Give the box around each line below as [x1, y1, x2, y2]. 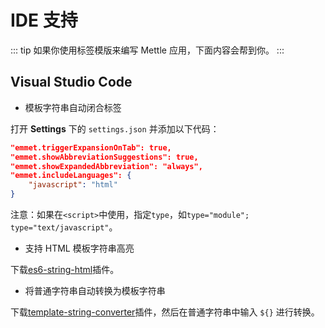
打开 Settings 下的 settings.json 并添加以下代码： [10, 122, 220, 135]
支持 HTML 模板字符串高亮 [24, 242, 135, 254]
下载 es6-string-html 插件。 [10, 264, 120, 275]
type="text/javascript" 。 [10, 221, 118, 233]
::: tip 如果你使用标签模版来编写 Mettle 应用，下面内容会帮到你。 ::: [10, 44, 285, 56]
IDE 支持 [10, 9, 78, 32]
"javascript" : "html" [28, 180, 118, 190]
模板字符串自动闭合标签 [24, 101, 122, 113]
